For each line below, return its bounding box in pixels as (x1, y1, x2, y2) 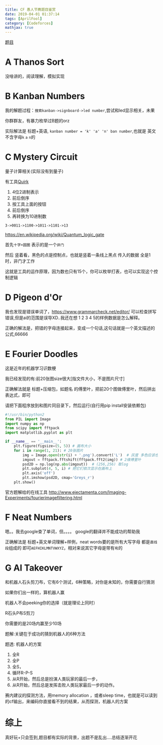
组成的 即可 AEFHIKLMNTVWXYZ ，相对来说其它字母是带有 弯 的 (8, 545, 123, 551)
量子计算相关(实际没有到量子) (5, 168, 64, 174)
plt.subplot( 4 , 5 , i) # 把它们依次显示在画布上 (22, 466, 113, 471)
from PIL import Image (5, 417, 51, 421)
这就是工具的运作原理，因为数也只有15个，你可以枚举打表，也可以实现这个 (5, 268, 154, 274)
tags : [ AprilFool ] (5, 16, 42, 21)
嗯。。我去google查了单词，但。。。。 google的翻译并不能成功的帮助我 (5, 528, 140, 534)
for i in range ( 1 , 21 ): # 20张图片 (14, 448, 83, 453)
